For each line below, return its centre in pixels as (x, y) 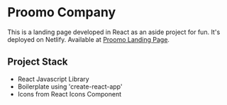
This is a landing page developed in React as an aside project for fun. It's (114, 32)
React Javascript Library (54, 79)
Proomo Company (61, 12)
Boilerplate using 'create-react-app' (70, 87)
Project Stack (38, 62)
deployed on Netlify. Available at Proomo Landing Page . (89, 39)
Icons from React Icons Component (70, 94)
